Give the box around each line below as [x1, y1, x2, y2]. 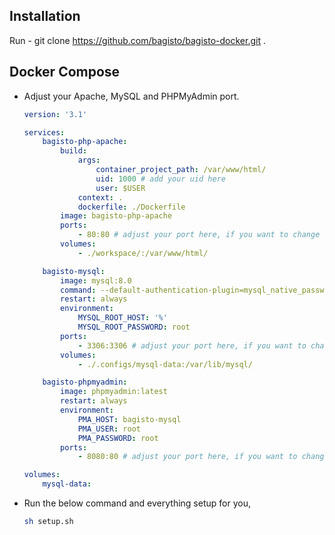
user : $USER [95, 183, 146, 193]
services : [23, 127, 66, 138]
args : [77, 155, 101, 166]
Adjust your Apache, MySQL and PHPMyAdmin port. [23, 90, 240, 102]
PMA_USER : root [77, 424, 141, 434]
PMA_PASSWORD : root [77, 433, 159, 443]
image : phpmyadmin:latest [60, 387, 168, 397]
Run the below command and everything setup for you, [23, 497, 251, 509]
